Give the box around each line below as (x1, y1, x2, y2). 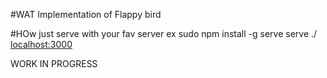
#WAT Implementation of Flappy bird (10, 9, 162, 20)
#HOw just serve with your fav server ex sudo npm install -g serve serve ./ (10, 28, 318, 39)
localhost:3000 (10, 39, 73, 50)
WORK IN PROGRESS (10, 58, 98, 69)
